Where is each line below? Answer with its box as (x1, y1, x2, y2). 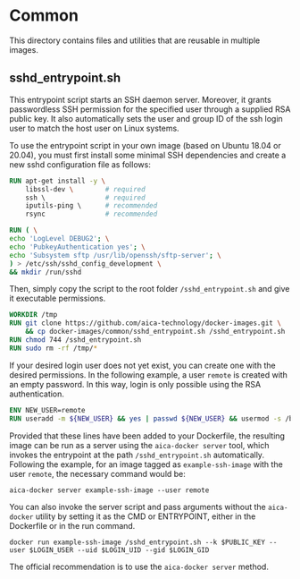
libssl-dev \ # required (25, 184, 146, 193)
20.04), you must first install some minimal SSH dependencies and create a (9, 149, 287, 160)
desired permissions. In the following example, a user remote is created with (9, 369, 288, 380)
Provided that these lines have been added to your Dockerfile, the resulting (9, 430, 286, 441)
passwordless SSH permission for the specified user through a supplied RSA (9, 104, 291, 115)
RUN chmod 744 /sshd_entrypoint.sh (9, 336, 142, 345)
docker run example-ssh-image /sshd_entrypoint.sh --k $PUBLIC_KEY (9, 538, 266, 547)
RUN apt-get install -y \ (9, 176, 105, 185)
